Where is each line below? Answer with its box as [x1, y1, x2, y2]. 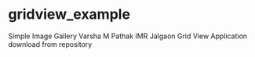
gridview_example [8, 5, 131, 23]
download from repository [8, 39, 93, 48]
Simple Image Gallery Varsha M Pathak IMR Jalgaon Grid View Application [8, 31, 248, 41]
